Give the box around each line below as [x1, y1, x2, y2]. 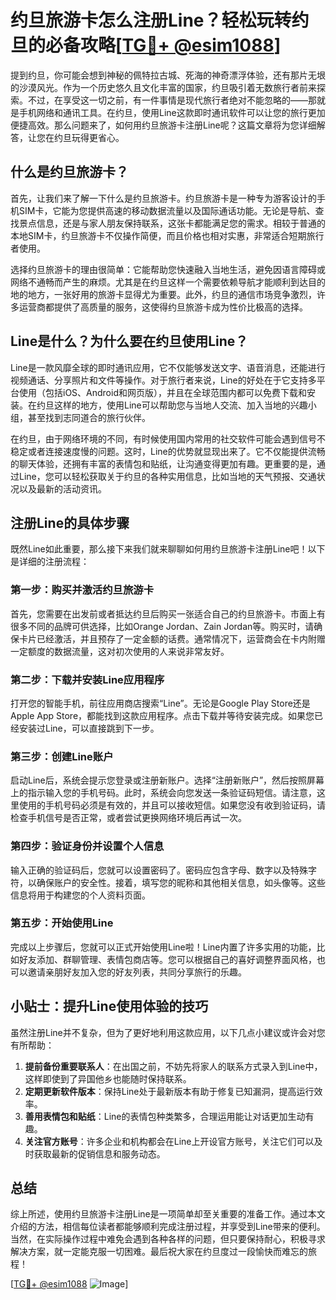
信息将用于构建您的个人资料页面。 [10, 889, 151, 901]
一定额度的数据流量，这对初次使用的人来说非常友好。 [10, 645, 230, 657]
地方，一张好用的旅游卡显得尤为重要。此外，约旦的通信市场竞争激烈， [27, 288, 317, 300]
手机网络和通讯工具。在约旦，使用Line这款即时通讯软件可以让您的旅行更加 [18, 106, 326, 118]
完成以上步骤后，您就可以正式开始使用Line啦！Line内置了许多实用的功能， [10, 941, 317, 953]
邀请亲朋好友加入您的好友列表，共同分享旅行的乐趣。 [27, 966, 247, 978]
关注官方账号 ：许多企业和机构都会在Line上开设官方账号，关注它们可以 [24, 1135, 315, 1147]
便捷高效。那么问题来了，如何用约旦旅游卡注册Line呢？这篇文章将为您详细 [10, 119, 317, 131]
